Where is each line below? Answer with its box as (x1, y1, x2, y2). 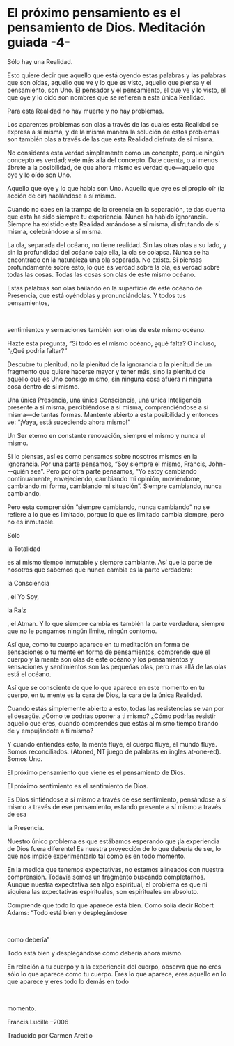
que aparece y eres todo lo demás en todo (7, 977, 130, 985)
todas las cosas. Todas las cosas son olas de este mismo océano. (7, 270, 196, 279)
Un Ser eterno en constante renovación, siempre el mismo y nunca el (7, 431, 206, 439)
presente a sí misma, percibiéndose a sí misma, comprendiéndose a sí (7, 403, 209, 412)
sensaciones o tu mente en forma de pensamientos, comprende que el (7, 648, 210, 656)
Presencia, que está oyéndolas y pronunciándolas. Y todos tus (7, 291, 187, 299)
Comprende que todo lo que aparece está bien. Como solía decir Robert (7, 900, 214, 910)
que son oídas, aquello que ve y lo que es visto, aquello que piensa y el (7, 78, 212, 86)
